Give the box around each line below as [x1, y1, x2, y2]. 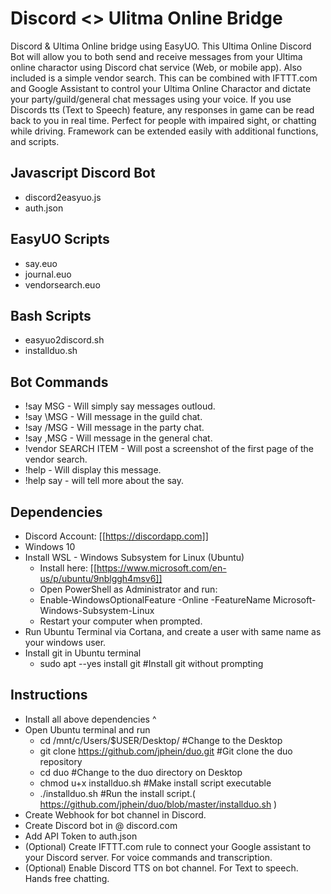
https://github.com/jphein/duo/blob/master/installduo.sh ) [39, 798, 278, 810]
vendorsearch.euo [24, 278, 101, 291]
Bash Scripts [10, 307, 92, 324]
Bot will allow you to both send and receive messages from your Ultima [10, 50, 303, 62]
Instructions [10, 687, 88, 704]
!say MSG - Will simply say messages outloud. [24, 400, 216, 412]
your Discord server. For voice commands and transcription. [24, 851, 273, 863]
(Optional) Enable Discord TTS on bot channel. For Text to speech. [24, 862, 299, 874]
